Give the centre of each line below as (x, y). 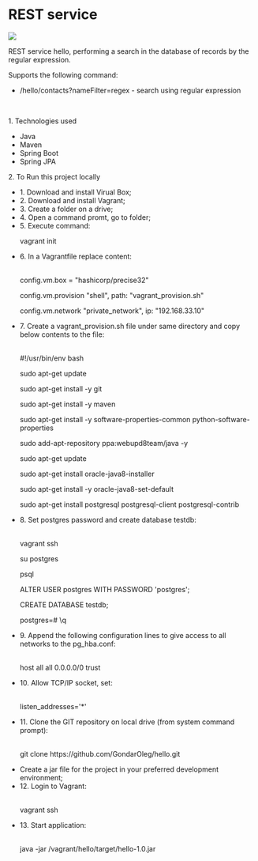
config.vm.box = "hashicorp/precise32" (84, 280)
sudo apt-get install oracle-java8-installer (87, 474)
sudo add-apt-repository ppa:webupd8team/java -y (104, 443)
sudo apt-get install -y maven (67, 404)
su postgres (39, 558)
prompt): (34, 730)
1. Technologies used (43, 121)
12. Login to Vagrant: (53, 786)
